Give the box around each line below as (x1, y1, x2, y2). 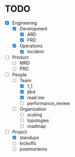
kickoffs (19, 140, 36, 146)
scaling (27, 111, 42, 117)
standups (19, 135, 39, 141)
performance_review (27, 100, 70, 106)
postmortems (19, 146, 47, 152)
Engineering (12, 20, 37, 26)
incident (27, 49, 44, 55)
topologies (27, 117, 49, 123)
